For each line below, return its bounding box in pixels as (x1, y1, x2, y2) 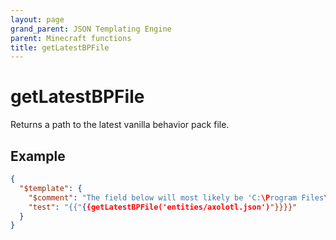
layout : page (10, 14, 65, 25)
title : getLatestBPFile (10, 42, 110, 53)
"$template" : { (19, 183, 83, 193)
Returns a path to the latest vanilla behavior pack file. (10, 119, 230, 131)
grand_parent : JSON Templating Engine (10, 24, 172, 34)
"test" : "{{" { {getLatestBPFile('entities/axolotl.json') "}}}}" (28, 202, 298, 212)
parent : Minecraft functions (10, 33, 132, 43)
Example (10, 147, 66, 165)
